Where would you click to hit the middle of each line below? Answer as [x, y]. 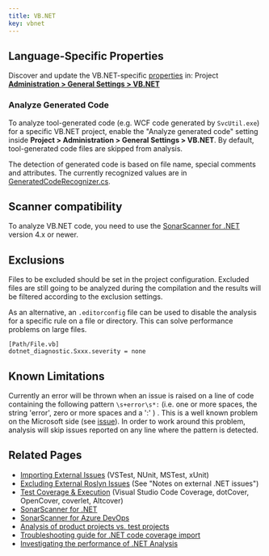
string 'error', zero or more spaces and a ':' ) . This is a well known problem [133, 413]
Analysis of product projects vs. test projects [95, 526]
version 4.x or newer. [44, 234]
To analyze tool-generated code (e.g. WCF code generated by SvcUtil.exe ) [134, 123]
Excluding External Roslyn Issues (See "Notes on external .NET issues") [139, 483]
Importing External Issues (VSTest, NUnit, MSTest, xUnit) [115, 474]
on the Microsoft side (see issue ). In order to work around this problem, [127, 422]
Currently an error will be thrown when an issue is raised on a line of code [131, 396]
